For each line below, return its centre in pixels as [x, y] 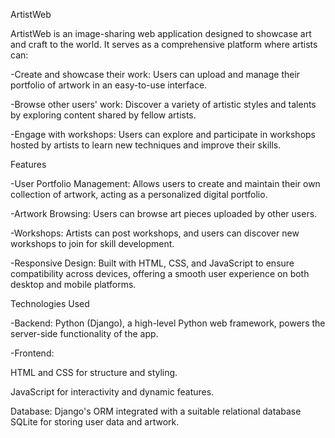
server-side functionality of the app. [84, 333]
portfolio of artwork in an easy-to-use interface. [109, 85]
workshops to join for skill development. [92, 243]
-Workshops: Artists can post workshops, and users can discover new [155, 233]
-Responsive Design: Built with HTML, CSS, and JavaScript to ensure [152, 263]
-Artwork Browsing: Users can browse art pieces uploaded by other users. [164, 213]
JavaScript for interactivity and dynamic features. [112, 392]
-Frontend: [32, 353]
